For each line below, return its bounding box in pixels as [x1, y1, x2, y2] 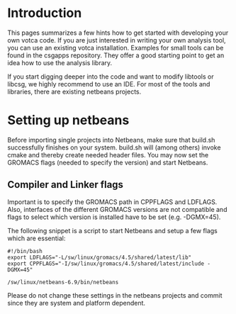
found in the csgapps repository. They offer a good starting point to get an [7, 51, 225, 60]
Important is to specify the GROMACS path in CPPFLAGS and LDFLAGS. [7, 197, 218, 206]
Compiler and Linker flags [7, 179, 124, 191]
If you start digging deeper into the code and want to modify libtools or [7, 72, 214, 81]
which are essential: [7, 234, 66, 242]
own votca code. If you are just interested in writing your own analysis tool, [7, 35, 226, 44]
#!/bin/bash [7, 247, 43, 254]
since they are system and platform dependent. [7, 298, 146, 307]
